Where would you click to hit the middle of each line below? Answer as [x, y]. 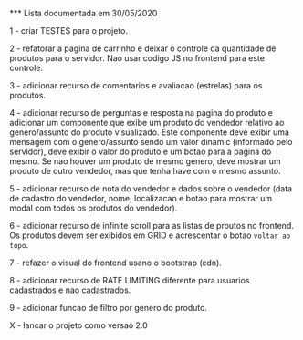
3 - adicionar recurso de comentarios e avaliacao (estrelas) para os [136, 85]
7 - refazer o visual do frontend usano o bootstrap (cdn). [115, 263]
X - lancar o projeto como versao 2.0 [78, 325]
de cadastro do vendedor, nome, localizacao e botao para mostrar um [141, 198]
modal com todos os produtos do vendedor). [94, 208]
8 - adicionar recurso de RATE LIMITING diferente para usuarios [130, 280]
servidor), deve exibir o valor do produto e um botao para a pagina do [141, 151]
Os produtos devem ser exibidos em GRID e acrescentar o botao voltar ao [150, 235]
